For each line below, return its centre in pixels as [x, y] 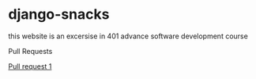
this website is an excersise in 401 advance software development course [128, 36]
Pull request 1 [30, 66]
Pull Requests [30, 51]
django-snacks [59, 14]
